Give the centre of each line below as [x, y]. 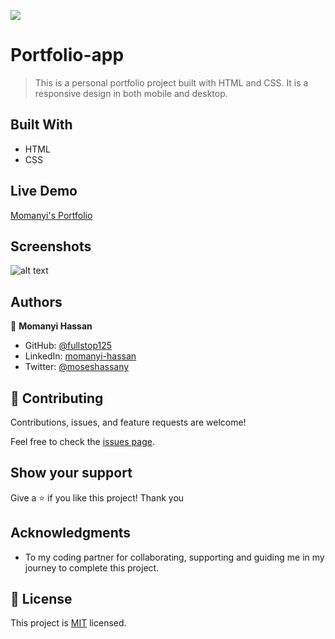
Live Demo [44, 191]
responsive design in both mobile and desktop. [131, 93]
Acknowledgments [71, 533]
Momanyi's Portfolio [51, 215]
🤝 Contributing [57, 398]
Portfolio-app [67, 55]
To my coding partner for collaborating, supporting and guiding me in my [174, 557]
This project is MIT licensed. [68, 623]
